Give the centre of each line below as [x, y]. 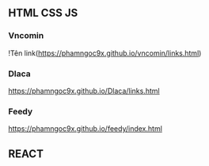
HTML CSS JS [43, 13]
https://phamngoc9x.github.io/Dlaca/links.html [84, 91]
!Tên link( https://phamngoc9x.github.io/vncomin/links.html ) [105, 53]
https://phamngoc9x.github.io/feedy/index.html [85, 129]
